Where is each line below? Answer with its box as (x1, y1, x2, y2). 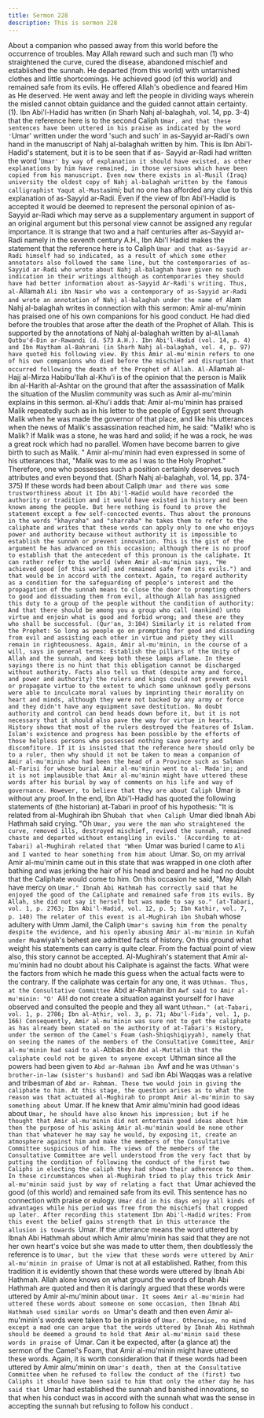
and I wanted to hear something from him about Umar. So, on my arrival (8, 849, 246, 858)
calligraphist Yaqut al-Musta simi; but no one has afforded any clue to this (8, 185, 253, 194)
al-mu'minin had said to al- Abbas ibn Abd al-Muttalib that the (8, 1044, 222, 1054)
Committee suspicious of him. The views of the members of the (8, 1144, 220, 1152)
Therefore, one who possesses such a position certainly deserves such (8, 464, 240, 473)
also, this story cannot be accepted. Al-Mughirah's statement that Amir (8, 952, 238, 961)
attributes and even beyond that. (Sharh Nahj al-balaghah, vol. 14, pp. (8, 473, 233, 482)
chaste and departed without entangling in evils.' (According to (8, 834, 230, 842)
